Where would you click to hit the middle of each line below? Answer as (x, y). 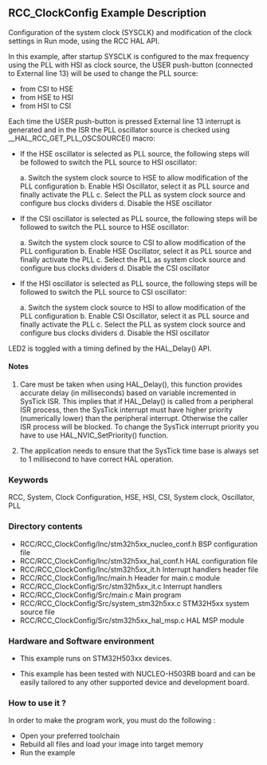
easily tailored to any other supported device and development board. (134, 682)
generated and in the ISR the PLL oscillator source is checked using (119, 129)
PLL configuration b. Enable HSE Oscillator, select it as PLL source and (135, 251)
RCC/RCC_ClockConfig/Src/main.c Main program (100, 595)
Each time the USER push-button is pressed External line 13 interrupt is (125, 121)
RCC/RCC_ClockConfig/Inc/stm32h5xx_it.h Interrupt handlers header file (139, 569)
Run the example (47, 753)
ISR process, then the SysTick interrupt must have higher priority (126, 410)
